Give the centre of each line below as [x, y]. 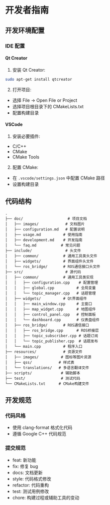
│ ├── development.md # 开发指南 [44, 240]
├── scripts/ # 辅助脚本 [43, 373]
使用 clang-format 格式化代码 [42, 428]
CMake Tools [26, 157]
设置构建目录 [25, 184]
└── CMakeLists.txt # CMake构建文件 [47, 384]
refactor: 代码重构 [30, 485]
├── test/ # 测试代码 [43, 378]
